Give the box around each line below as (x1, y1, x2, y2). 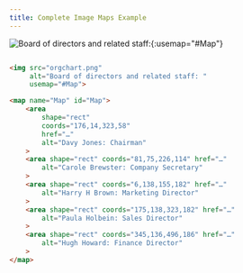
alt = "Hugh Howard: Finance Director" (41, 239, 183, 248)
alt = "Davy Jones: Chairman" (41, 138, 147, 147)
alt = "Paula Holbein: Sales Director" (41, 214, 183, 223)
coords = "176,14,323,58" (41, 121, 130, 131)
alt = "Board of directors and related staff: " (29, 71, 207, 81)
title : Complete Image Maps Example (9, 13, 147, 23)
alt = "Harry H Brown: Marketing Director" (41, 188, 200, 197)
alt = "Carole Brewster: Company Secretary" (41, 163, 203, 172)
